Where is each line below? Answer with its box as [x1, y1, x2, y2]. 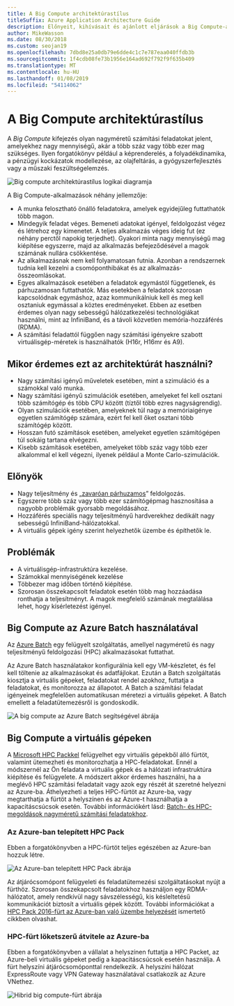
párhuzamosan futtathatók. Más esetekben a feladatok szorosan [17, 286, 203, 295]
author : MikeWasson [7, 29, 64, 37]
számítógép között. [17, 421, 73, 429]
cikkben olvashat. [7, 914, 58, 923]
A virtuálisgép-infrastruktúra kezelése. [17, 565, 128, 573]
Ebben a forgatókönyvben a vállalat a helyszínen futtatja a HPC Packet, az [7, 947, 219, 956]
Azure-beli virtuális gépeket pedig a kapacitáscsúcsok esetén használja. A [7, 955, 221, 964]
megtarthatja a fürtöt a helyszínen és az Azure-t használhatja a [7, 795, 188, 803]
